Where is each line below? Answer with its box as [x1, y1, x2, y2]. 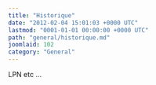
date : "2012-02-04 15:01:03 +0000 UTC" [8, 19, 139, 27]
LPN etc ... [8, 70, 42, 79]
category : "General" [8, 48, 76, 56]
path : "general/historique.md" [8, 33, 111, 42]
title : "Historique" [8, 11, 76, 20]
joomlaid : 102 [8, 41, 55, 49]
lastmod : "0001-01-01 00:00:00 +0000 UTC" [8, 26, 149, 34]
